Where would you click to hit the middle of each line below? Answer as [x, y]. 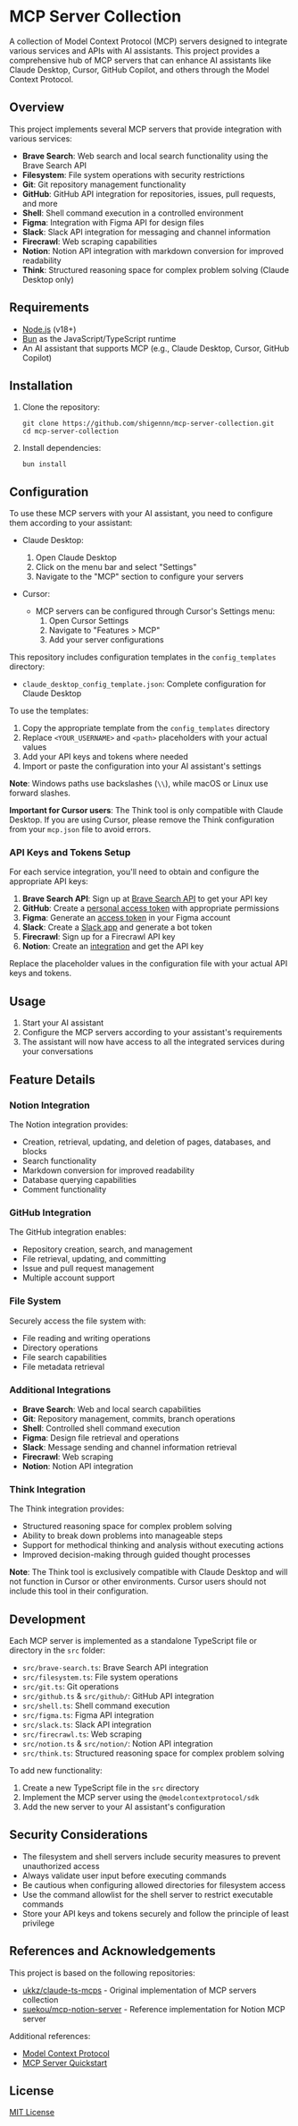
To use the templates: [49, 711]
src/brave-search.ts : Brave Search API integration [115, 1667]
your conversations [58, 1051]
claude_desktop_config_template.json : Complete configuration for [144, 684]
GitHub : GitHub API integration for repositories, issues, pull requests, [149, 193]
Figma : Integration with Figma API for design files [113, 222]
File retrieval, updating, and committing [94, 1259]
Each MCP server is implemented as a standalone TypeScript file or [133, 1640]
